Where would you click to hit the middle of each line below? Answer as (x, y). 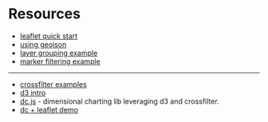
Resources (45, 14)
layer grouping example (59, 53)
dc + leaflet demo (49, 109)
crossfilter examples (53, 84)
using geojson (43, 44)
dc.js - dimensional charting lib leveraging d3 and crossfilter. (119, 101)
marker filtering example (60, 61)
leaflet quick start (49, 36)
